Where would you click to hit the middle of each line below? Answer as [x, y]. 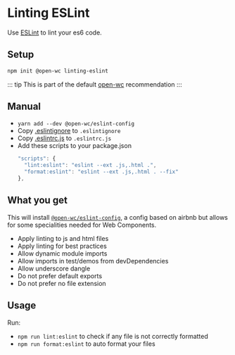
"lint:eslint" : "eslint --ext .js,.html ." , [90, 166]
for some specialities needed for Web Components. [82, 225]
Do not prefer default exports [60, 275]
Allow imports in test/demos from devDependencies [93, 261]
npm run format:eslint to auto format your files [87, 344]
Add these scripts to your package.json [75, 146]
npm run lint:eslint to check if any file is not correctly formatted [113, 336]
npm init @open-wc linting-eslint [58, 71]
